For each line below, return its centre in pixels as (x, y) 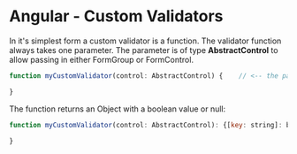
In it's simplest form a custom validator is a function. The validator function (145, 41)
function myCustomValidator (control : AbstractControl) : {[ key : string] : (146, 125)
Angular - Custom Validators (116, 16)
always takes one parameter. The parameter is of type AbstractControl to (144, 50)
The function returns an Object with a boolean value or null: (118, 109)
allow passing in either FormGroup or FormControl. (102, 59)
